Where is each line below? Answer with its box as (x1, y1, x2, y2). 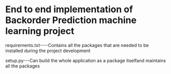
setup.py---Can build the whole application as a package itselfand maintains (5, 57, 166, 63)
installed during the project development (5, 47, 91, 54)
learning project (5, 26, 75, 37)
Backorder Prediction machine (5, 14, 137, 26)
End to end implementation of (5, 4, 133, 15)
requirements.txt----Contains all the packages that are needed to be (5, 42, 149, 48)
